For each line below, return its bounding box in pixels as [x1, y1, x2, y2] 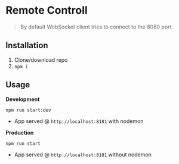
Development [5, 96, 40, 103]
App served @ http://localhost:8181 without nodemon [14, 151, 152, 158]
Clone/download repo [14, 56, 68, 63]
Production [5, 129, 34, 136]
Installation [5, 40, 48, 51]
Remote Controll [5, 4, 88, 17]
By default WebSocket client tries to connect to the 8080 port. [20, 23, 174, 30]
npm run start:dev [5, 107, 51, 113]
